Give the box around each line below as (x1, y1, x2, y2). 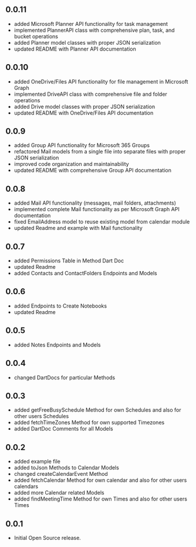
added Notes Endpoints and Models (13, 341, 101, 348)
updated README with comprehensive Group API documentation (13, 167, 171, 174)
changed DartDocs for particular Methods (13, 373, 116, 381)
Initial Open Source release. (13, 534, 82, 541)
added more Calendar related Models (13, 489, 104, 496)
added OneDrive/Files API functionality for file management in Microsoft (13, 78, 188, 85)
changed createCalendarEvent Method (13, 471, 108, 478)
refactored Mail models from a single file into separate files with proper (13, 148, 186, 155)
